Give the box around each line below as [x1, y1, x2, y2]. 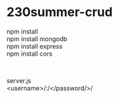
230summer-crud [6, 4, 113, 20]
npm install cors [6, 49, 53, 58]
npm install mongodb [6, 34, 68, 43]
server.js [6, 76, 32, 84]
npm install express [6, 42, 63, 50]
